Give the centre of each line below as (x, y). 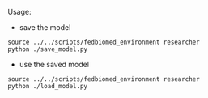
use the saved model (54, 64)
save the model (45, 27)
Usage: (19, 12)
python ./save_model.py (48, 49)
